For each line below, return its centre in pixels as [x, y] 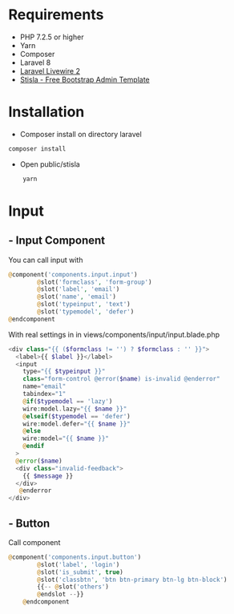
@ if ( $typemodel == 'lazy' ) [68, 401]
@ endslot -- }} [61, 595]
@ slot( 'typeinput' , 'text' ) [84, 305]
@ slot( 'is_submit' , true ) [81, 572]
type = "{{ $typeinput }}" [64, 372]
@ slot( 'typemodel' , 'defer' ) [86, 312]
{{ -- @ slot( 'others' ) [73, 587]
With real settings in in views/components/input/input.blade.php [114, 334]
